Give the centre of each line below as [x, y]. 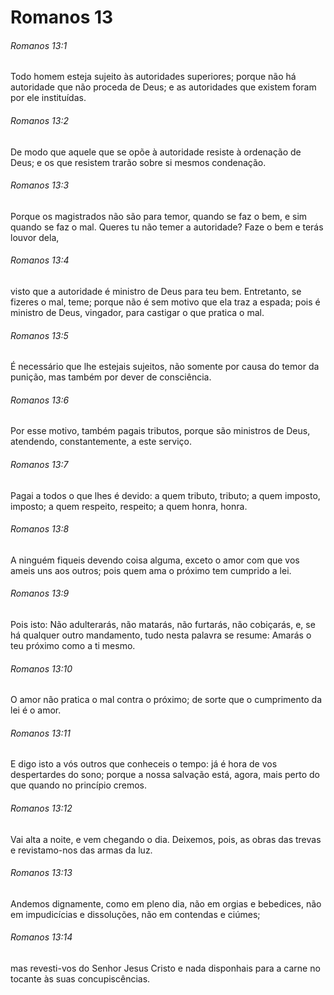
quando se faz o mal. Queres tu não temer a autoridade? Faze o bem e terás [167, 227]
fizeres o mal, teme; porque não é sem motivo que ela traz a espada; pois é [165, 302]
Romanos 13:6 [40, 400]
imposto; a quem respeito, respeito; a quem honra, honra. [129, 506]
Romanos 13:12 [41, 808]
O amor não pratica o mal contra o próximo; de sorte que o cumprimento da [166, 700]
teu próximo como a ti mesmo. [73, 646]
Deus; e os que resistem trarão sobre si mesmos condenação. [138, 162]
